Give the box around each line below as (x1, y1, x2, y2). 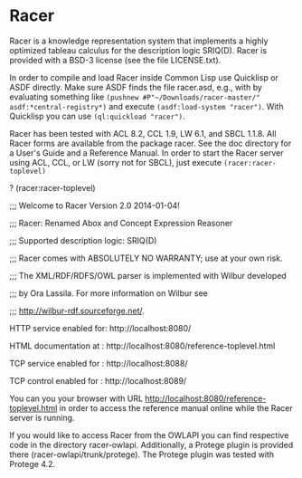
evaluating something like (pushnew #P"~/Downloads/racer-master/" (9, 91, 260, 102)
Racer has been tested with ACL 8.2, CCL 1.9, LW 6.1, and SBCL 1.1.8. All (9, 128, 277, 139)
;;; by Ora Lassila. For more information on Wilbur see (9, 287, 208, 299)
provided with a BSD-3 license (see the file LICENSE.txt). (9, 54, 222, 65)
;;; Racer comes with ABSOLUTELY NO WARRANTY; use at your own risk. (9, 253, 283, 263)
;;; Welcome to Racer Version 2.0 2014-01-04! (9, 200, 181, 211)
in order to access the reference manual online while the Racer (59, 402, 293, 413)
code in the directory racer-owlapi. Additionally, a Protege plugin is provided (9, 439, 294, 450)
